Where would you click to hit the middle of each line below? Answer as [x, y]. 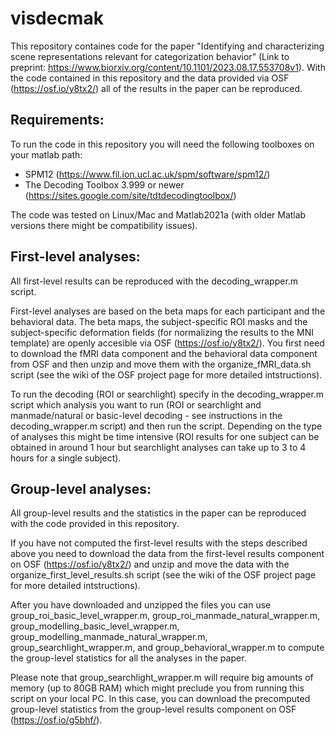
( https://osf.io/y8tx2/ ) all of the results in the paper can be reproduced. [156, 88]
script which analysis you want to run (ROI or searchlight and [136, 404]
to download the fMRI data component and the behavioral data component [164, 353]
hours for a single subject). [66, 458]
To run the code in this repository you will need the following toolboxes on [162, 144]
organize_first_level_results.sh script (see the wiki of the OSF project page [163, 575]
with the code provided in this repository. [95, 524]
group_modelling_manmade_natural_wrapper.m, [109, 637]
